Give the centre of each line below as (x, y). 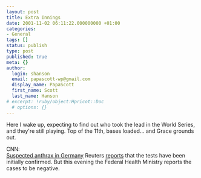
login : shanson (31, 74)
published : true (27, 57)
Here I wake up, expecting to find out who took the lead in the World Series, (101, 124)
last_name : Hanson (35, 96)
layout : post (23, 12)
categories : (21, 29)
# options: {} (29, 107)
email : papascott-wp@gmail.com (51, 79)
